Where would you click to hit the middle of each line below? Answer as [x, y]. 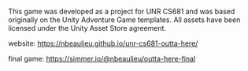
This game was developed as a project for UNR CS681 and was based [122, 11]
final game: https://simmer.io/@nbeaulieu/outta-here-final [102, 59]
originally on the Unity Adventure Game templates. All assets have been [124, 20]
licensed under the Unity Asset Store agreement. [87, 28]
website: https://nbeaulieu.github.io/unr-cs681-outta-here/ [103, 43]
